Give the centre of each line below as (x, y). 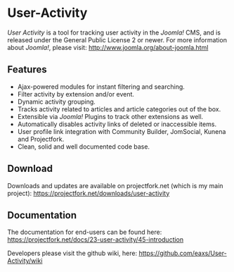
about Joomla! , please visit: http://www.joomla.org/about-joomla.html (108, 47)
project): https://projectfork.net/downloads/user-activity (89, 193)
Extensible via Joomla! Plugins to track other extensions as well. (110, 116)
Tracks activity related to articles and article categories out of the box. (119, 109)
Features (27, 69)
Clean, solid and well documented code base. (83, 147)
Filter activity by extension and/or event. (76, 94)
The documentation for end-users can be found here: (85, 232)
